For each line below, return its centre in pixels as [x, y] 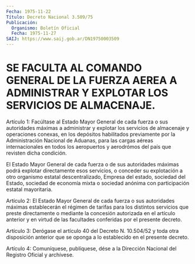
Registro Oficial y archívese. [40, 255]
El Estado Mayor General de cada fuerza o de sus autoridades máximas [93, 164]
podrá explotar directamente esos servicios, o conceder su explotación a [95, 171]
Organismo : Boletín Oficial [46, 28]
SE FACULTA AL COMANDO [74, 68]
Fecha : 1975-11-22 [28, 11]
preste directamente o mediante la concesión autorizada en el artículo [91, 213]
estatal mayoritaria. [29, 189]
